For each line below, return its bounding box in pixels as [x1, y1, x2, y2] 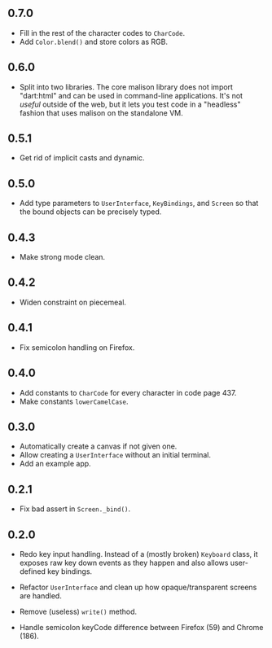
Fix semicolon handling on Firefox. [19, 342, 135, 352]
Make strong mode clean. [19, 252, 106, 262]
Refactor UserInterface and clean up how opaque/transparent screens [19, 582, 257, 592]
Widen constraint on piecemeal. [19, 297, 127, 307]
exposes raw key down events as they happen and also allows [19, 558, 229, 567]
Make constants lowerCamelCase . [19, 396, 129, 406]
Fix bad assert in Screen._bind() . [19, 504, 131, 514]
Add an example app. [19, 459, 91, 469]
